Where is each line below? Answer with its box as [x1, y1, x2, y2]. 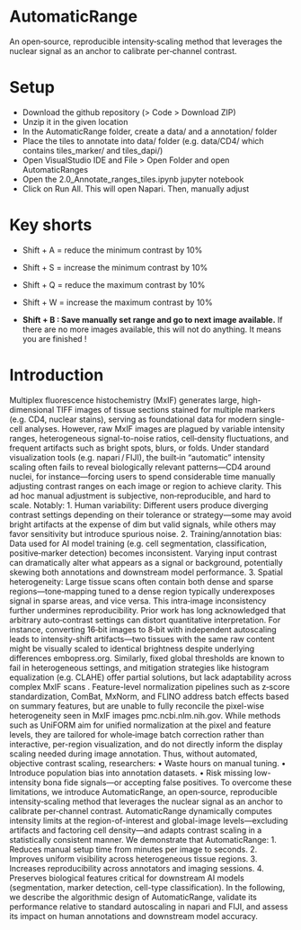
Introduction [9, 365, 104, 385]
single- [259, 414, 286, 425]
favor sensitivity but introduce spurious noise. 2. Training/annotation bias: [9, 528, 282, 539]
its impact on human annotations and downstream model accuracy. [9, 910, 259, 921]
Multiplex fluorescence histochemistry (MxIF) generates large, [9, 394, 240, 406]
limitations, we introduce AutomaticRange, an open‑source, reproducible [9, 786, 278, 797]
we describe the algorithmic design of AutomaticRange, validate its [9, 891, 258, 902]
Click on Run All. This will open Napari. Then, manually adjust [22, 183, 250, 194]
